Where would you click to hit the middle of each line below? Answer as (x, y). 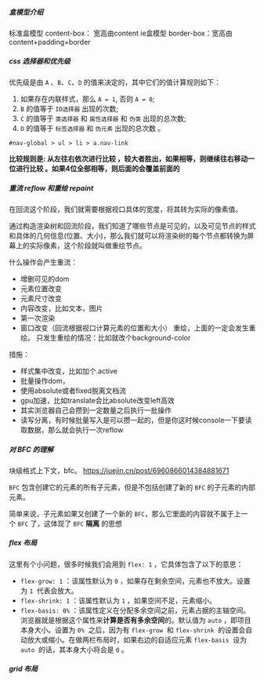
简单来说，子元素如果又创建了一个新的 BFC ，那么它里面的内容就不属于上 (125, 513)
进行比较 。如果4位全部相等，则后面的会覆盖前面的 (98, 168)
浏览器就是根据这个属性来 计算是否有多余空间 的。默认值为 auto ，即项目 (136, 620)
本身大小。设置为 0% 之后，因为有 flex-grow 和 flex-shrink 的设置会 (133, 630)
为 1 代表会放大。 (49, 590)
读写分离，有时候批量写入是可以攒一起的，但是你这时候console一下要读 (136, 420)
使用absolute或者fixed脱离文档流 (73, 390)
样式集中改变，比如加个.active (69, 371)
